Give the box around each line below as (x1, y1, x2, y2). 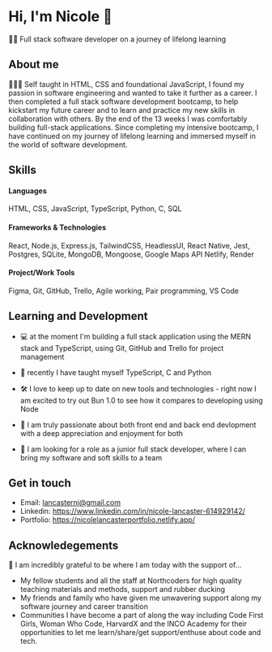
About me (8, 58, 59, 71)
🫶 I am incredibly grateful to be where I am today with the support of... (8, 560, 242, 570)
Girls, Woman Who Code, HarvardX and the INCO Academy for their (19, 619, 248, 628)
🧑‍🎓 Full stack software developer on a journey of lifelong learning (8, 34, 227, 44)
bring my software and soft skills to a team (19, 452, 163, 462)
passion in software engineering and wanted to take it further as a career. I (8, 88, 257, 97)
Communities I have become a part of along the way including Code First (19, 611, 264, 620)
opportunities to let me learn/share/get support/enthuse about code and (19, 628, 261, 637)
